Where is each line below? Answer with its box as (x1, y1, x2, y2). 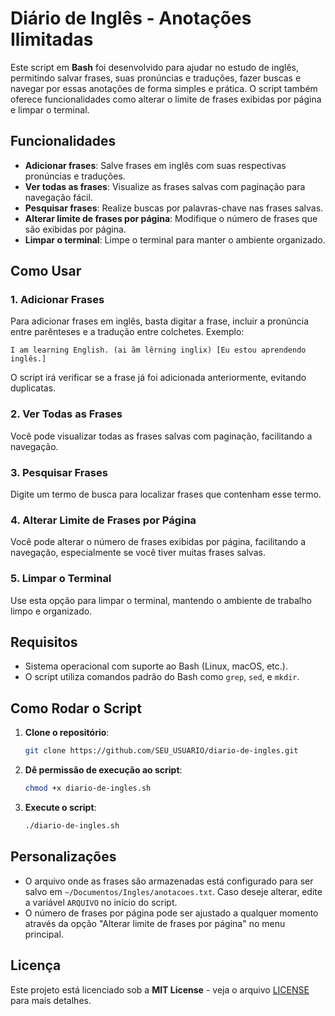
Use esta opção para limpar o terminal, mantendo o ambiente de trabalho (10, 594, 312, 606)
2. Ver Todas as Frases (10, 407, 123, 421)
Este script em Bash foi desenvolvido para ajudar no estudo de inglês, (10, 61, 299, 73)
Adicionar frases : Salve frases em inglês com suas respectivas (24, 159, 287, 171)
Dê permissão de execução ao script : (24, 764, 183, 776)
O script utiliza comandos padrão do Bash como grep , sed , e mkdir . (24, 671, 300, 683)
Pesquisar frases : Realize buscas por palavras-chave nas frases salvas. (24, 202, 324, 214)
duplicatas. (10, 382, 57, 394)
